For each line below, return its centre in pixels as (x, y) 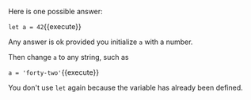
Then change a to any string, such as (68, 57)
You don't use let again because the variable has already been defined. (125, 87)
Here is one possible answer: (55, 11)
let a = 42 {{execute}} (45, 26)
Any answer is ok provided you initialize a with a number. (101, 42)
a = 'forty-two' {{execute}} (54, 72)
